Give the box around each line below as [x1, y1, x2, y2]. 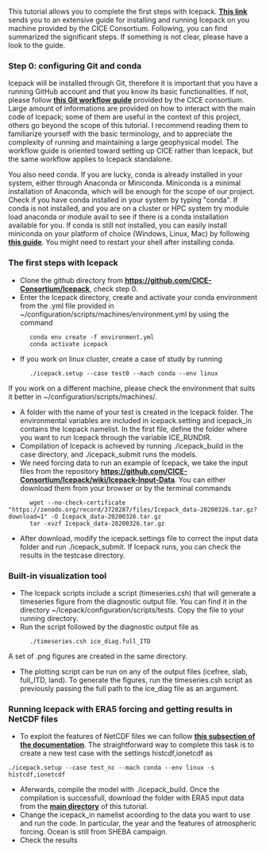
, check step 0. [89, 284, 138, 293]
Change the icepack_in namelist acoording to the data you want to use [19, 810, 251, 820]
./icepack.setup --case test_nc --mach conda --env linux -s [8, 764, 215, 772]
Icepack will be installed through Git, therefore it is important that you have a [8, 79, 258, 88]
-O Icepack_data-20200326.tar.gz [50, 512, 161, 520]
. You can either [174, 475, 226, 484]
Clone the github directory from [19, 275, 123, 285]
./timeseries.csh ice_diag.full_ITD [29, 637, 151, 645]
